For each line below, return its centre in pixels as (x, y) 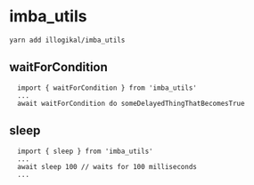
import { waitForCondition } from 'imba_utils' (107, 88)
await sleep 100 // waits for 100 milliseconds (107, 166)
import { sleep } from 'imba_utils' (85, 151)
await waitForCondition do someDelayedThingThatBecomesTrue (131, 103)
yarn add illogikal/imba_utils (67, 40)
